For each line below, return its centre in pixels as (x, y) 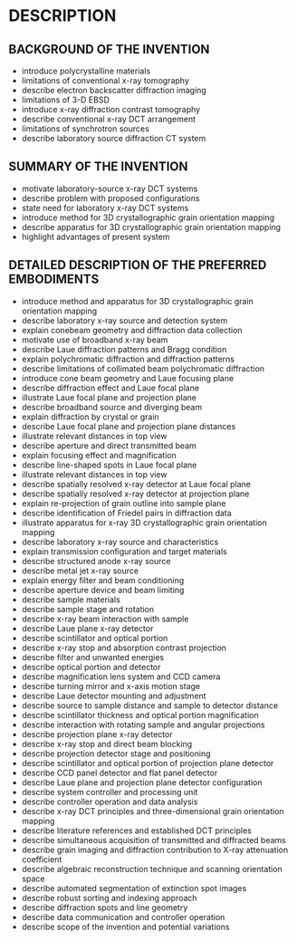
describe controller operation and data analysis (110, 802)
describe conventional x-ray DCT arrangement (109, 119)
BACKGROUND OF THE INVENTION (109, 49)
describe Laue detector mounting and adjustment (114, 696)
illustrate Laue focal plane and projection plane (109, 397)
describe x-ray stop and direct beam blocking (107, 744)
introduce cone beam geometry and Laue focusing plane (128, 378)
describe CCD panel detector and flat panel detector (120, 773)
